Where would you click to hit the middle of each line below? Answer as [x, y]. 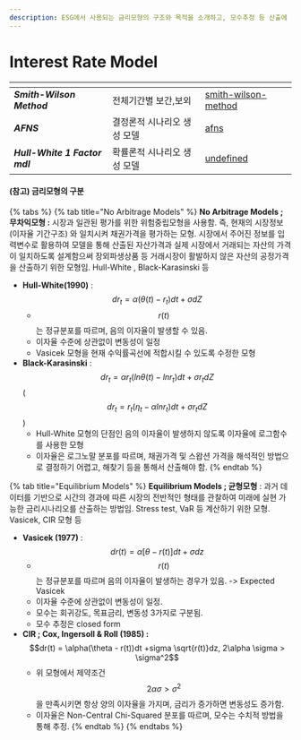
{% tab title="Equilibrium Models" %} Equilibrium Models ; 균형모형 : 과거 [144, 486]
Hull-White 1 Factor [58, 152]
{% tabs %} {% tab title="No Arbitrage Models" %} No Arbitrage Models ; [146, 211]
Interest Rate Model [84, 61]
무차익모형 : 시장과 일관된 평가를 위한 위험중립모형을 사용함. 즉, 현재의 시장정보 [146, 222]
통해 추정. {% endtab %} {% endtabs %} [109, 726]
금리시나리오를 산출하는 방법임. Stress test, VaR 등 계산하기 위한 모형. [148, 509]
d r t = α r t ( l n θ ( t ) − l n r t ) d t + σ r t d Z [157, 378]
